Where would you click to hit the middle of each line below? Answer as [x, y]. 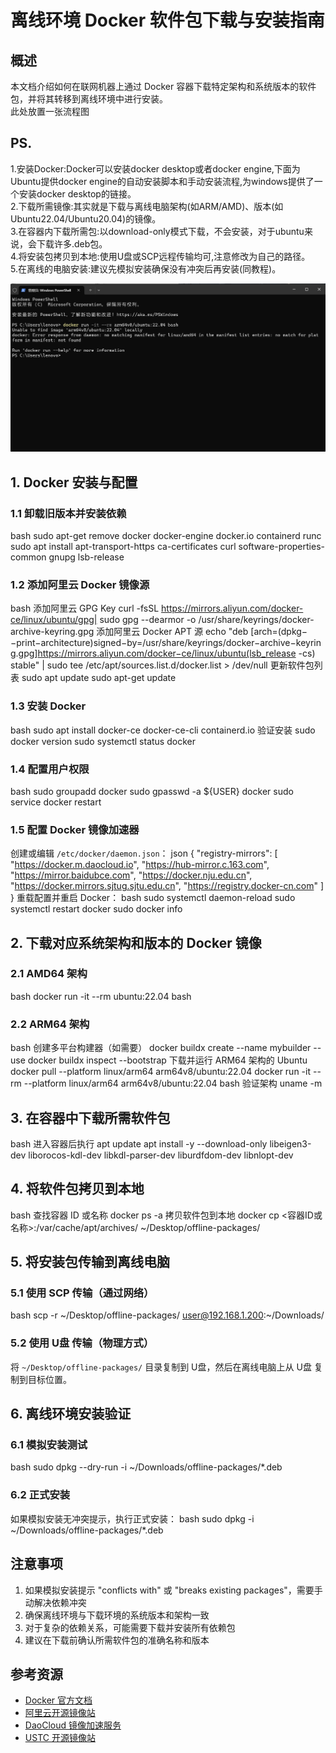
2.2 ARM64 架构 [50, 1024]
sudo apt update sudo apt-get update [99, 678]
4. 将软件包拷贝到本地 [77, 1189]
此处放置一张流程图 [50, 111]
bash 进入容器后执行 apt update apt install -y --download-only [139, 1143]
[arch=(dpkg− [279, 632]
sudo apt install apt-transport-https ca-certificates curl [123, 546]
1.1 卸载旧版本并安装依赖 [68, 513]
